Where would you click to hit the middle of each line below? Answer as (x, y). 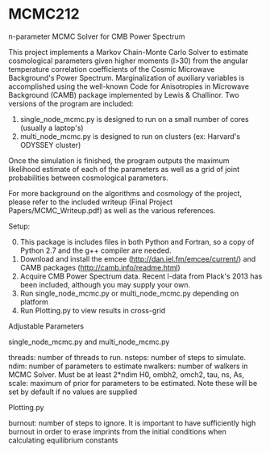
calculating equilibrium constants (63, 440)
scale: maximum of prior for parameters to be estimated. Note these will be (133, 383)
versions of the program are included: (71, 103)
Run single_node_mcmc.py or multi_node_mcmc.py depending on (129, 293)
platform (34, 302)
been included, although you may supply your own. (105, 284)
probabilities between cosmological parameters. (88, 178)
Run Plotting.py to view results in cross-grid (93, 310)
